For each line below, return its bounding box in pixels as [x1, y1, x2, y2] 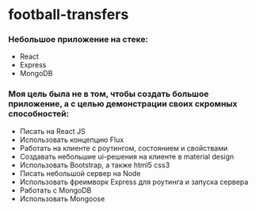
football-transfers [8, 6, 129, 24]
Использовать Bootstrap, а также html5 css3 [19, 160, 170, 170]
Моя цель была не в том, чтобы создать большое [8, 89, 209, 100]
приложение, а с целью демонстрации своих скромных [8, 98, 238, 109]
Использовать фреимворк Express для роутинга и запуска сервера [19, 177, 249, 186]
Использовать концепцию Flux [19, 135, 124, 144]
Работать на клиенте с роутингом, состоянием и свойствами [19, 143, 228, 152]
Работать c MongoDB [19, 185, 92, 195]
